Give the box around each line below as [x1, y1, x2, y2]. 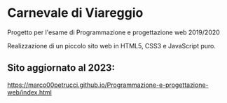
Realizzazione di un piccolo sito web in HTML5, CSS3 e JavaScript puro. [7, 41, 216, 50]
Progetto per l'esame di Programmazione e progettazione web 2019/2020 [7, 28, 221, 36]
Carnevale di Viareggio [7, 5, 144, 21]
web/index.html [7, 88, 53, 96]
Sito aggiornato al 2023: [7, 62, 116, 74]
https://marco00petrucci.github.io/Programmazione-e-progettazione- [7, 81, 209, 89]
